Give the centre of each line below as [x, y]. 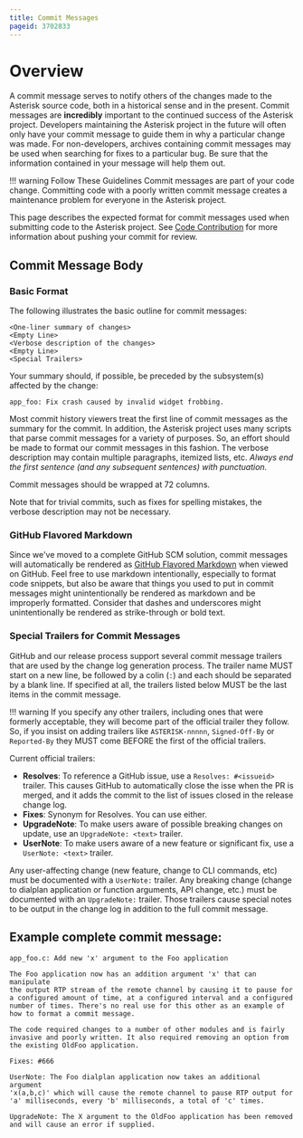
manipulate [30, 982]
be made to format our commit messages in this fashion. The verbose [139, 448]
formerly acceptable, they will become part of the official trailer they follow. [149, 722]
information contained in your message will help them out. [118, 163]
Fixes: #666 [32, 1061]
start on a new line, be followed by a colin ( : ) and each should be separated [151, 674]
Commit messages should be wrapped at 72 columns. [110, 484]
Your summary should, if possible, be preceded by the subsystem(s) [137, 376]
